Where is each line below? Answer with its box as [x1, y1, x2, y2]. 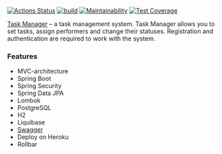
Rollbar [17, 140, 38, 148]
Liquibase [17, 118, 46, 126]
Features [7, 52, 38, 61]
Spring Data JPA [17, 89, 64, 98]
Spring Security [17, 82, 62, 90]
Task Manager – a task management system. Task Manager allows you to [7, 20, 215, 27]
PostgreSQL [17, 104, 52, 112]
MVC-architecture [17, 67, 69, 76]
